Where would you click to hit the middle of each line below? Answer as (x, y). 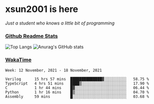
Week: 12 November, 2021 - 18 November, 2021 (53, 70)
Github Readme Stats (32, 36)
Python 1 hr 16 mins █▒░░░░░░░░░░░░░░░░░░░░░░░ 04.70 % (77, 92)
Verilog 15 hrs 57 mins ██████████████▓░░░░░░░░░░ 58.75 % (77, 79)
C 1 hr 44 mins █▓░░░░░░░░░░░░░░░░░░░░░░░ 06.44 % (77, 88)
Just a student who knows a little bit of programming (60, 23)
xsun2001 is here (42, 9)
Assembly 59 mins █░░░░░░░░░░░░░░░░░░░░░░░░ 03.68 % (77, 96)
